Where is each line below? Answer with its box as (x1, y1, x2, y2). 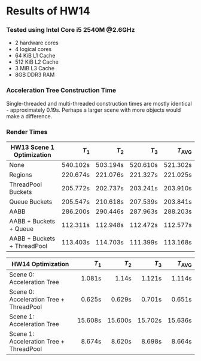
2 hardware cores (14, 39, 59, 46)
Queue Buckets (9, 198, 53, 206)
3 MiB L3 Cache (14, 65, 55, 72)
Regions (9, 171, 32, 179)
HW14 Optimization (11, 259, 69, 268)
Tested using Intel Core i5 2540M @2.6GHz (6, 26, 135, 34)
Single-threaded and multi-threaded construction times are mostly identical (6, 100, 193, 107)
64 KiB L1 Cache (14, 52, 56, 59)
